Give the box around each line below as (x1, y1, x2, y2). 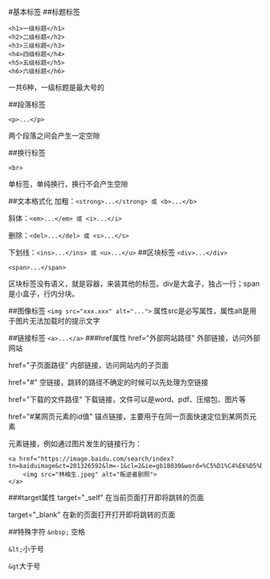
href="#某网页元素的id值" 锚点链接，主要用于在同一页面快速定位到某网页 (8, 412, 250, 421)
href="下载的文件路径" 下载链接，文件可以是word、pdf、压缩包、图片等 (8, 395, 247, 404)
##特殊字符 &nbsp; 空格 (8, 527, 86, 536)
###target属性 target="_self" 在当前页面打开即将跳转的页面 (8, 493, 205, 502)
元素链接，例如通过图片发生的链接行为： (8, 439, 142, 449)
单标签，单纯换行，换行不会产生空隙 (8, 180, 129, 188)
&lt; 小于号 (8, 544, 44, 553)
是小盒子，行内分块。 (8, 289, 79, 298)
